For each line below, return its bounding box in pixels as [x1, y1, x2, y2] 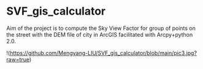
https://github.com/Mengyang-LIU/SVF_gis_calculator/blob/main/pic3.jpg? [10, 49, 197, 56]
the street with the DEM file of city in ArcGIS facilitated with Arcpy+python [6, 31, 193, 38]
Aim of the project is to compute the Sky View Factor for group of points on [6, 24, 196, 32]
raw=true [6, 56, 29, 63]
